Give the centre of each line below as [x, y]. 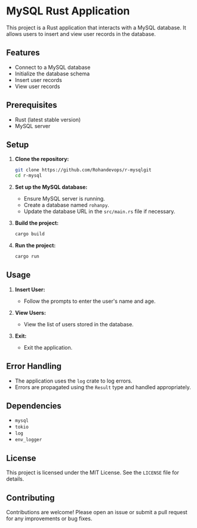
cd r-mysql [28, 176]
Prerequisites [32, 105]
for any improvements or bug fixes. [49, 518]
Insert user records [39, 80]
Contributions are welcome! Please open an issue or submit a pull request [97, 512]
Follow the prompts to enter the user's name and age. [90, 301]
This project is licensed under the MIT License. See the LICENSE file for [93, 473]
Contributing [30, 498]
